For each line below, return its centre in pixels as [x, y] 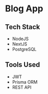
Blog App [24, 9]
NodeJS [20, 39]
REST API [22, 87]
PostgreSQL [24, 49]
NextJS [20, 44]
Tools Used [23, 65]
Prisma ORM [25, 82]
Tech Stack [23, 27]
